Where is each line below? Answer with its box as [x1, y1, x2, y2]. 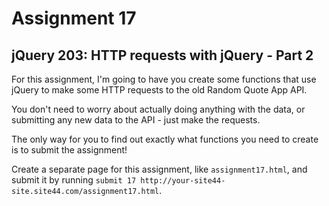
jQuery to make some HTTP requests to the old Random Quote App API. [11, 84, 308, 96]
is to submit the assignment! [11, 144, 128, 156]
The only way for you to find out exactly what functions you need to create [11, 133, 319, 145]
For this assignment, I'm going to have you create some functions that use [11, 73, 317, 85]
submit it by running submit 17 [11, 174, 137, 186]
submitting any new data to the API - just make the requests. [11, 114, 261, 126]
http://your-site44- [140, 176, 226, 186]
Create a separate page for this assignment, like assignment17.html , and [11, 163, 308, 175]
